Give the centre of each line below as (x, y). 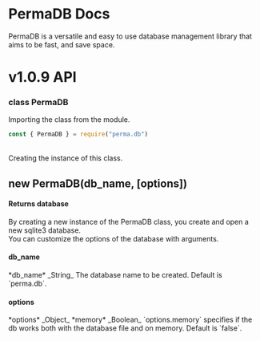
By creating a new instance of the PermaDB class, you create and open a (129, 221)
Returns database (39, 204)
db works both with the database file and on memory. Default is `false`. (125, 328)
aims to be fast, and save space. (62, 44)
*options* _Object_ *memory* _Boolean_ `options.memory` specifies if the (130, 320)
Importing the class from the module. (69, 120)
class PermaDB (38, 103)
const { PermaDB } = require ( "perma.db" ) (78, 134)
